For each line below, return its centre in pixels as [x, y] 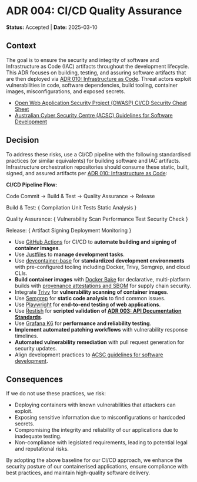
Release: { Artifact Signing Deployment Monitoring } [69, 230]
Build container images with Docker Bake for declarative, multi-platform [102, 279]
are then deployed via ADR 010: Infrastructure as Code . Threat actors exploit [98, 78]
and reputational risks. [42, 449]
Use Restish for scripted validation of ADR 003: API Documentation [98, 310]
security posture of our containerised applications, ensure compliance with [97, 467]
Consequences [35, 379]
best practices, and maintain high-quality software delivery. [78, 473]
